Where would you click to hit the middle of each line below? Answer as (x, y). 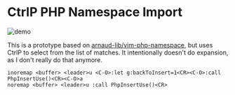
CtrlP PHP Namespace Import (95, 12)
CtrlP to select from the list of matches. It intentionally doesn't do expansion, (118, 52)
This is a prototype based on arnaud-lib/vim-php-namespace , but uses (110, 45)
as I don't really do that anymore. (55, 59)
